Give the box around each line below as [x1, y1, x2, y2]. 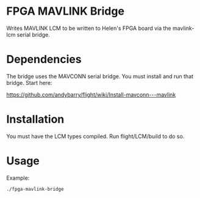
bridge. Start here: [6, 79, 52, 86]
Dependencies [6, 53, 82, 67]
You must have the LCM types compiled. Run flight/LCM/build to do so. [6, 133, 185, 140]
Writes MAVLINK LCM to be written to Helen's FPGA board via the [6, 24, 172, 32]
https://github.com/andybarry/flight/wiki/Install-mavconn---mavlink [6, 90, 176, 98]
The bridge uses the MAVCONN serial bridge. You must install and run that [6, 72, 194, 80]
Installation [6, 112, 65, 127]
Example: [6, 174, 30, 182]
